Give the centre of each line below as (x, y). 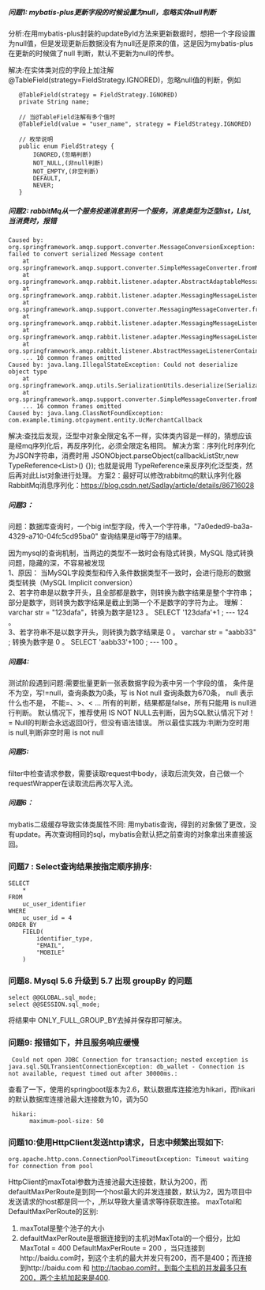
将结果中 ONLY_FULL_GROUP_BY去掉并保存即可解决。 (97, 1020)
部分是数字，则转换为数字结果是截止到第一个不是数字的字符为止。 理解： (127, 602)
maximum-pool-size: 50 (66, 1121)
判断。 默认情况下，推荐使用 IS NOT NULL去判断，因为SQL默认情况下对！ (135, 713)
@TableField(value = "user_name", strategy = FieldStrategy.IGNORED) (135, 124)
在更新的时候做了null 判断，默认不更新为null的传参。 (93, 53)
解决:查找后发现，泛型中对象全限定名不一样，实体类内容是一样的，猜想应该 (130, 436)
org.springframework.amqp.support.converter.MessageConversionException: (132, 247)
